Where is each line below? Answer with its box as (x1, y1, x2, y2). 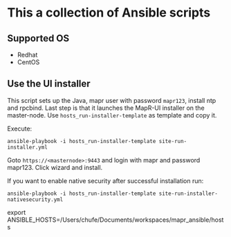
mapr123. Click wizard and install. (7, 163, 103, 171)
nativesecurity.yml (7, 196, 64, 203)
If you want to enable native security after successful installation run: (7, 176, 204, 184)
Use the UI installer (7, 78, 91, 90)
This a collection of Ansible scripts (7, 5, 211, 21)
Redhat (17, 50, 38, 59)
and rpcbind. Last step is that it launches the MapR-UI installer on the (7, 104, 205, 112)
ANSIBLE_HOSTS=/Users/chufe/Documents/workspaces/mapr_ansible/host (7, 216, 224, 224)
